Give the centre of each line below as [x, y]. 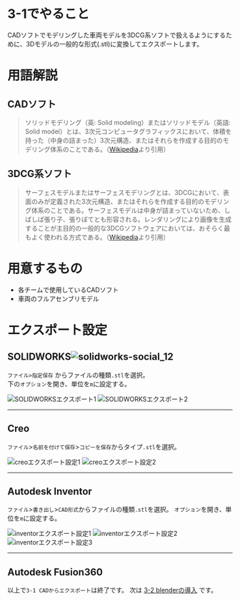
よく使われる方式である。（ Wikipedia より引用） [100, 237]
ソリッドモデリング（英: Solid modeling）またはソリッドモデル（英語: [127, 122]
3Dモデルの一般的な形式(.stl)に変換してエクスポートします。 [115, 44]
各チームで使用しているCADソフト [68, 290]
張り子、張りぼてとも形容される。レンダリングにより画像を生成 [138, 219]
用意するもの [45, 268]
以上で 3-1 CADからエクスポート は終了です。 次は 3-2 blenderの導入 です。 [112, 590]
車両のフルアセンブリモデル [59, 298]
